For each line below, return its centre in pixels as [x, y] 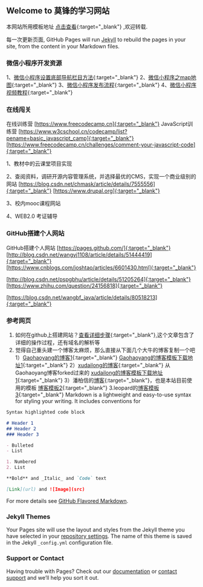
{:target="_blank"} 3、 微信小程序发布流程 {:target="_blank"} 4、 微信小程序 [104, 85]
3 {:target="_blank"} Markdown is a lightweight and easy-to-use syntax [103, 395]
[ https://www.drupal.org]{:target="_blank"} [106, 191]
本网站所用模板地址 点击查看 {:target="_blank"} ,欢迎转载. [77, 27]
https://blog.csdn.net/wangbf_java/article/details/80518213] [83, 297]
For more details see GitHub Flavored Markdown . [67, 500]
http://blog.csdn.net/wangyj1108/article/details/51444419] [80, 254]
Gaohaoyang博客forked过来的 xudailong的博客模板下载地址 [89, 373]
